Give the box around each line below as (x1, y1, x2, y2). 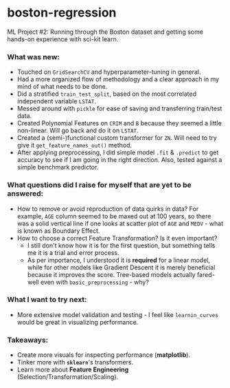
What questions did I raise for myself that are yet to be (7, 181, 192, 190)
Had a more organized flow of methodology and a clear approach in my (16, 75, 220, 83)
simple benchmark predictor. (16, 163, 99, 172)
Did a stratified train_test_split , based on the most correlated (16, 90, 197, 98)
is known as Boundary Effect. (16, 226, 100, 235)
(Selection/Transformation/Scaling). (16, 373, 119, 381)
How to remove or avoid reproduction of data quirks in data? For (16, 205, 199, 213)
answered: (7, 189, 44, 198)
